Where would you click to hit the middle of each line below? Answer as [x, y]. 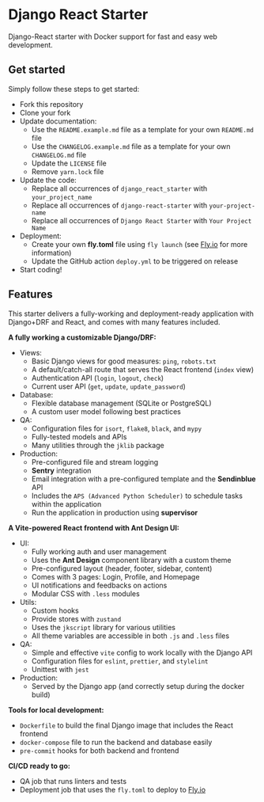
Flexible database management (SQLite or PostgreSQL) [121, 403]
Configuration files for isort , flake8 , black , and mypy [117, 428]
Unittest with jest [60, 669]
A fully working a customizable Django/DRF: [82, 337]
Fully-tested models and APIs [79, 436]
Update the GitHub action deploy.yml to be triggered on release [135, 261]
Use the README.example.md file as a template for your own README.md [143, 129]
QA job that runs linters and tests [73, 781]
